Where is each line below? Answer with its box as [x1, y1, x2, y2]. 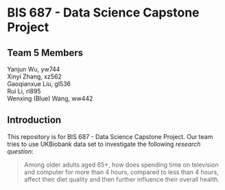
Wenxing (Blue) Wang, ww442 [7, 94, 93, 103]
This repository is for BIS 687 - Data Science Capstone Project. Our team [7, 132, 213, 140]
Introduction [7, 114, 62, 126]
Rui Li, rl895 [7, 87, 41, 95]
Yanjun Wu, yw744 [7, 65, 60, 73]
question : [7, 147, 34, 156]
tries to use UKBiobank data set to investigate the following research [7, 140, 201, 148]
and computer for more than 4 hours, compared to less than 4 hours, [23, 167, 219, 176]
